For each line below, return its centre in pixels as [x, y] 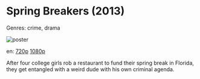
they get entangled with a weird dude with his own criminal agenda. [90, 69]
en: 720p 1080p [26, 51]
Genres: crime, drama [33, 28]
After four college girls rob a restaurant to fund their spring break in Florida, [100, 63]
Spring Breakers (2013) [66, 11]
